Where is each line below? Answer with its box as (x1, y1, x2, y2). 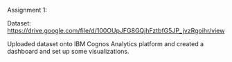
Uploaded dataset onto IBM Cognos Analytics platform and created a (7, 40, 204, 48)
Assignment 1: (7, 6, 47, 14)
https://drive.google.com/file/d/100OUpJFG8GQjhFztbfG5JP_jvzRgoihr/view (7, 27, 225, 34)
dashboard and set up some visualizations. (7, 48, 130, 55)
